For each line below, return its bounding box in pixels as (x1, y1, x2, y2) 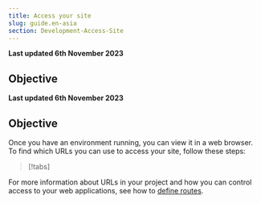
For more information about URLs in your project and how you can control (8, 177, 252, 187)
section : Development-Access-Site (8, 26, 124, 35)
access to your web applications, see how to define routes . (8, 186, 204, 195)
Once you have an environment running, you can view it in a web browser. (8, 138, 254, 147)
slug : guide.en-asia (8, 19, 78, 27)
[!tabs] (27, 162, 51, 171)
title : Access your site (8, 11, 92, 20)
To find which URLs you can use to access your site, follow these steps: (8, 146, 247, 156)
